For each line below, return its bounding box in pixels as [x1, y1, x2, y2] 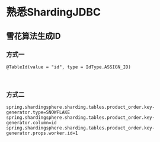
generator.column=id [6, 120, 57, 126]
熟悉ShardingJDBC [6, 5, 101, 19]
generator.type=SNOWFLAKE [6, 109, 70, 116]
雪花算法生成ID [6, 31, 61, 41]
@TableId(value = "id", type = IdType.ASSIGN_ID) [6, 64, 132, 70]
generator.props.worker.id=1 [6, 130, 78, 137]
